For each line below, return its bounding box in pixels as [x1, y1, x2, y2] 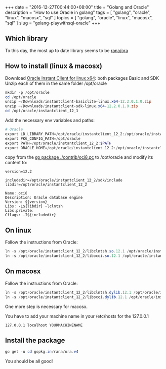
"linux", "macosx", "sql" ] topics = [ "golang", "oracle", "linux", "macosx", [5, 15, 153, 20]
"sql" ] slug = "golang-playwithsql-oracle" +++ [5, 20, 101, 26]
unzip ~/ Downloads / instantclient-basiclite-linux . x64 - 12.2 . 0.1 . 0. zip [5, 99, 152, 104]
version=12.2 [5, 169, 32, 174]
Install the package [5, 336, 65, 344]
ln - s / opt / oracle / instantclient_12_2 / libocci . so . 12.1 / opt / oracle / [5, 253, 149, 258]
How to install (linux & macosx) [5, 62, 102, 70]
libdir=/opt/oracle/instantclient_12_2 [5, 182, 87, 187]
